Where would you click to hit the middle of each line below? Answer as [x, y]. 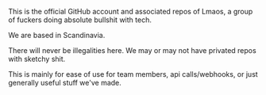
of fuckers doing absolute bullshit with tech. [80, 20]
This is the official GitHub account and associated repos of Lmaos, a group [131, 11]
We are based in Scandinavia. [57, 35]
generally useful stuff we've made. [65, 83]
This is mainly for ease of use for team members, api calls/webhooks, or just [133, 74]
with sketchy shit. [37, 59]
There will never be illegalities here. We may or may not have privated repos [132, 50]
